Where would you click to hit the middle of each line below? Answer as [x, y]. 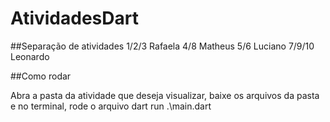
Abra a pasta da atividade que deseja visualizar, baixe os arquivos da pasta [165, 95]
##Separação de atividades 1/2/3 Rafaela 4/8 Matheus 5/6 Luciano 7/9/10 [162, 46]
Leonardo [30, 56]
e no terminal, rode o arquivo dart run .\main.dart [111, 106]
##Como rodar [41, 76]
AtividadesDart [74, 18]
